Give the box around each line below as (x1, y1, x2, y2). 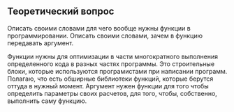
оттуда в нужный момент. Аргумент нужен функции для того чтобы (7, 81, 210, 90)
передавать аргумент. (7, 38, 74, 47)
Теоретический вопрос (7, 6, 115, 17)
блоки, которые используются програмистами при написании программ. (7, 67, 228, 75)
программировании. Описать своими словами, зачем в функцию (7, 31, 203, 40)
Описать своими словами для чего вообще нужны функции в (7, 24, 191, 32)
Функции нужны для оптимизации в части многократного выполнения (7, 52, 219, 61)
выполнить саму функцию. (7, 97, 87, 105)
